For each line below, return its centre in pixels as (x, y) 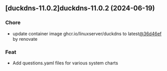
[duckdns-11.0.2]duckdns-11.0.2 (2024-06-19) (80, 8)
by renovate (25, 39)
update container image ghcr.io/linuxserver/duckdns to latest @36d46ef (87, 33)
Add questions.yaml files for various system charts (65, 63)
